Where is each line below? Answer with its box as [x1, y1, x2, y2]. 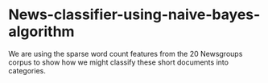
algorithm [8, 22, 75, 41]
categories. [8, 65, 46, 75]
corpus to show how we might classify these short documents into [8, 57, 229, 67]
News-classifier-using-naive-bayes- [8, 6, 261, 24]
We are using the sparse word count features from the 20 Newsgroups [8, 49, 243, 58]
